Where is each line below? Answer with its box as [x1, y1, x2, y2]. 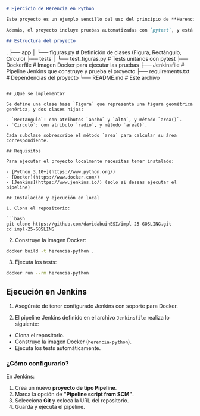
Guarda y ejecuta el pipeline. [14, 404, 85, 411]
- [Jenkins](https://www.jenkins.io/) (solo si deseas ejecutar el [6, 179, 177, 185]
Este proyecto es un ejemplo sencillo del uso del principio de [6, 16, 169, 22]
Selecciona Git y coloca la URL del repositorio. [14, 397, 129, 404]
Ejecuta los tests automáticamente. [14, 345, 101, 352]
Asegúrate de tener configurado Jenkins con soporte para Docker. [14, 302, 179, 309]
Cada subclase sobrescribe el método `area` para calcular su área [6, 132, 177, 138]
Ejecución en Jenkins [6, 286, 87, 297]
